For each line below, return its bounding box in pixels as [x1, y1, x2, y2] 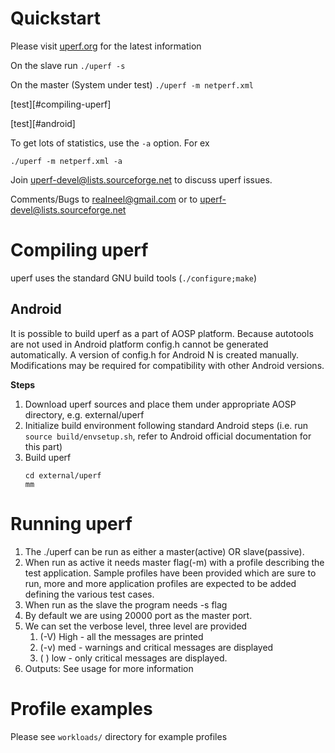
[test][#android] [10, 117, 76, 129]
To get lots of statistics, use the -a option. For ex [10, 137, 210, 149]
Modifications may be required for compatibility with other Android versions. [10, 359, 325, 371]
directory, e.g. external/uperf [24, 408, 145, 421]
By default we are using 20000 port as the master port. [24, 609, 253, 621]
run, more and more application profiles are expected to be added [24, 577, 297, 589]
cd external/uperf [24, 470, 102, 481]
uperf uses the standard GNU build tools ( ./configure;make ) [10, 272, 258, 284]
